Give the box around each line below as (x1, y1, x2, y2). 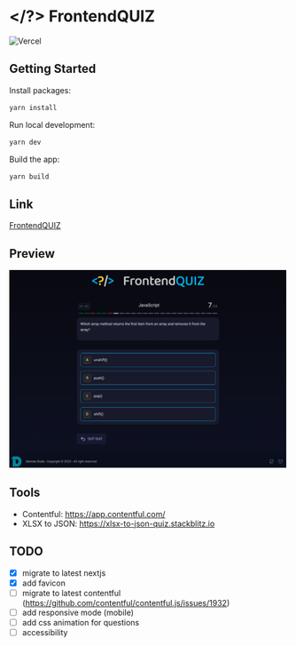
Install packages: (9, 84, 71, 95)
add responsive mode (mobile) (21, 607, 135, 618)
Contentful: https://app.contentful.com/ (21, 508, 166, 519)
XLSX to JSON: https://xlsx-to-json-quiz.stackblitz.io (21, 518, 215, 529)
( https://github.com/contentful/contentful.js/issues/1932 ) (21, 597, 230, 608)
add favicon (21, 578, 66, 588)
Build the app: (9, 154, 60, 164)
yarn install (9, 103, 58, 112)
